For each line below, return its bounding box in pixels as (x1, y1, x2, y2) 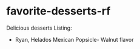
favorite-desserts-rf (6, 4, 111, 18)
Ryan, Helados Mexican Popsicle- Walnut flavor (15, 36, 134, 43)
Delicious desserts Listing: (6, 24, 72, 31)
